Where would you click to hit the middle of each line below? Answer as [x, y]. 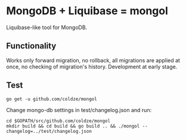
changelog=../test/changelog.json [49, 131]
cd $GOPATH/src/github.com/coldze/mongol [58, 121]
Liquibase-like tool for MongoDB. [47, 27]
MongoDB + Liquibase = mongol [87, 11]
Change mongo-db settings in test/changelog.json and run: [79, 110]
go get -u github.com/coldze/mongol [52, 99]
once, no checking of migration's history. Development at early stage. [92, 66]
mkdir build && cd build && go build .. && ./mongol [73, 126]
